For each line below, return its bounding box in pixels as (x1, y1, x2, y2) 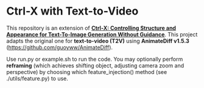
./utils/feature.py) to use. (6, 75, 69, 82)
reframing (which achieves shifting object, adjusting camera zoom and (6, 62, 185, 69)
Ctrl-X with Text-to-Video (6, 4, 139, 18)
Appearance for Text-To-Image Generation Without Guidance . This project (6, 30, 198, 38)
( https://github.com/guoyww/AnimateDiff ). (6, 44, 113, 51)
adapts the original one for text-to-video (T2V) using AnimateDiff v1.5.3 (6, 37, 190, 44)
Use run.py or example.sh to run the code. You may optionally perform (6, 55, 183, 63)
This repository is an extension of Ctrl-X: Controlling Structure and (6, 24, 177, 32)
